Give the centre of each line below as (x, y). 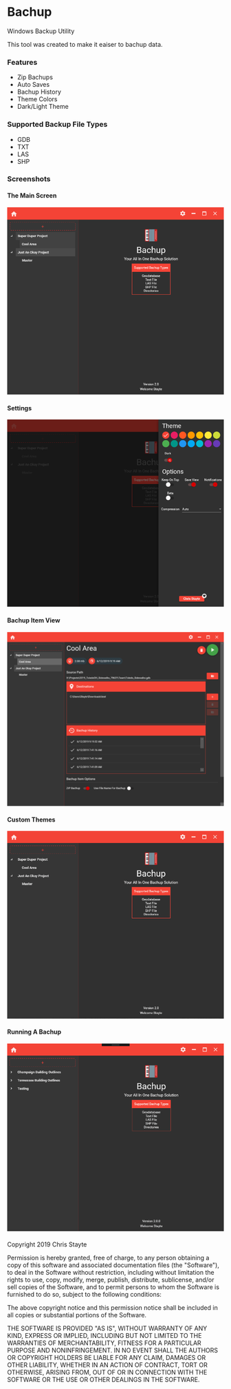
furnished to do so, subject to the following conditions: (84, 1295)
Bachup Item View (34, 620)
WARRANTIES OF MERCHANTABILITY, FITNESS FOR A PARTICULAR (104, 1343)
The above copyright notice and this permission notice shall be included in (112, 1308)
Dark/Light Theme (43, 107)
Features (22, 62)
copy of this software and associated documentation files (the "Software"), (113, 1265)
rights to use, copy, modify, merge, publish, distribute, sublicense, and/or (111, 1280)
